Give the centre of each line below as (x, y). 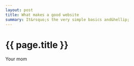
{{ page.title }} (37, 45)
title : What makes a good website (42, 15)
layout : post (19, 10)
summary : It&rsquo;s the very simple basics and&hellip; (68, 19)
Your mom (16, 59)
